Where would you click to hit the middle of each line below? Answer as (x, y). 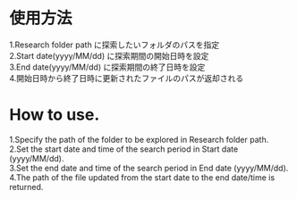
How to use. (55, 115)
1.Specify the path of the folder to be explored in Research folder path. (139, 139)
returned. (26, 187)
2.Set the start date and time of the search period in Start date (124, 149)
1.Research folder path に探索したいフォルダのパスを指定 (115, 45)
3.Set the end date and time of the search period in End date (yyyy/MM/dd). (149, 168)
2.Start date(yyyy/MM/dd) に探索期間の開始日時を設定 (109, 55)
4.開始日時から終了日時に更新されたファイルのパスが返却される (127, 78)
